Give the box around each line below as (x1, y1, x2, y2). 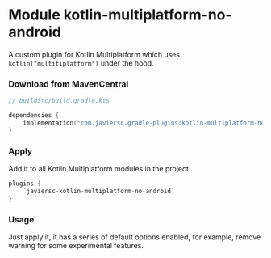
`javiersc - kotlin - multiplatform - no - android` (23, 187, 175, 195)
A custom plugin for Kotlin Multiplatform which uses (8, 49, 180, 59)
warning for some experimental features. (8, 240, 144, 250)
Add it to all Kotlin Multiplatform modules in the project (8, 164, 190, 174)
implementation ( (23, 119, 78, 127)
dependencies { (8, 112, 60, 120)
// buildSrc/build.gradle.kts (8, 97, 110, 105)
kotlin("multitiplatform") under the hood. (8, 58, 155, 68)
